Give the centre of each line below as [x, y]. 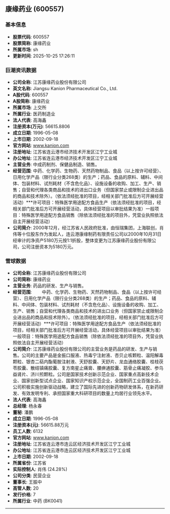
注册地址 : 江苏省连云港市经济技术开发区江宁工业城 [65, 151]
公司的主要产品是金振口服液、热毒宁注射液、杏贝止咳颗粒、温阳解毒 [92, 355]
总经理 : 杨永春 [27, 406]
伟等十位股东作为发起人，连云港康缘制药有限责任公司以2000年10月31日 [87, 234]
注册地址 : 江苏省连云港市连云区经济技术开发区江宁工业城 [71, 444]
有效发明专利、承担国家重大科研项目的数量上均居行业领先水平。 [88, 393]
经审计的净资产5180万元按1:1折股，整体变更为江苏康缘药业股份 [78, 240]
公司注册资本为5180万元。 [49, 247]
